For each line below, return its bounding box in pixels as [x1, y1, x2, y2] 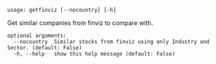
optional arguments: [7, 32, 67, 39]
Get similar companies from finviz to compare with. [7, 19, 153, 27]
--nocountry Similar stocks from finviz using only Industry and [13, 38, 210, 45]
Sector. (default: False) [7, 45, 82, 51]
